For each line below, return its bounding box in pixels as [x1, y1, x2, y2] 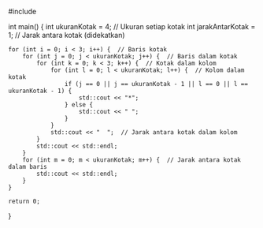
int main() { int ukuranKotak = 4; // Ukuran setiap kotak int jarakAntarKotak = [8, 22, 256, 31]
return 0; [8, 197, 41, 205]
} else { [64, 101, 93, 109]
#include [8, 7, 37, 16]
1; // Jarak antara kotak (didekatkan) [8, 31, 125, 39]
